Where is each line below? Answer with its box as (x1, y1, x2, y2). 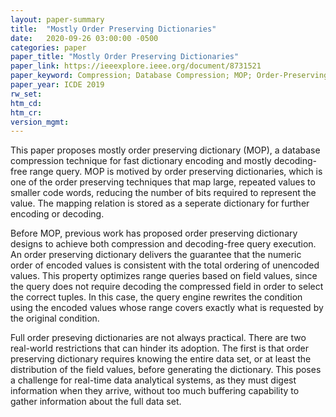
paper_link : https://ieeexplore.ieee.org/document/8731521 (10, 61, 262, 71)
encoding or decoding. (10, 208, 105, 220)
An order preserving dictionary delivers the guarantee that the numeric (10, 249, 302, 261)
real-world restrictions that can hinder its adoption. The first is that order (10, 342, 309, 355)
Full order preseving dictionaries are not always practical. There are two (10, 332, 307, 344)
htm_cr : (10, 107, 43, 118)
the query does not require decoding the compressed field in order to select (10, 281, 324, 293)
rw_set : (10, 89, 43, 99)
